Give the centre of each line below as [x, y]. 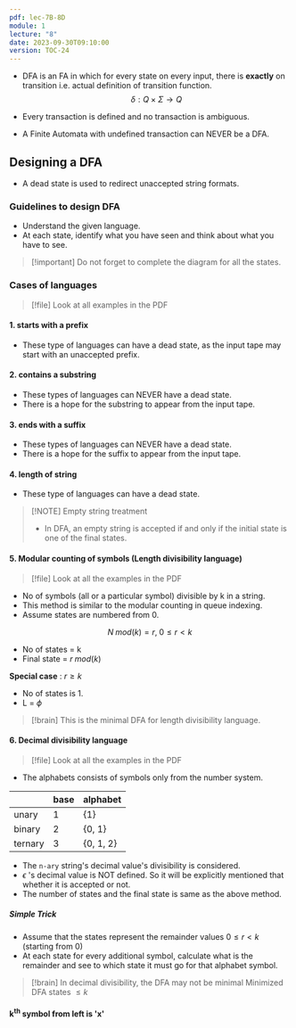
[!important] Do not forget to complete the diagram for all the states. [156, 262]
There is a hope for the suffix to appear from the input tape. [132, 454]
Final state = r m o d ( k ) [62, 658]
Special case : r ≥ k [45, 676]
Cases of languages [53, 285]
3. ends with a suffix [48, 424]
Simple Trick [33, 914]
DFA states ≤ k [59, 991]
